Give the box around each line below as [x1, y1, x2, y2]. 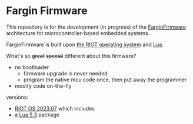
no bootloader [14, 63, 49, 71]
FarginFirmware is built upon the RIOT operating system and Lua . [6, 41, 164, 48]
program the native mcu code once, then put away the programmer [23, 76, 187, 83]
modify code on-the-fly [14, 82, 72, 89]
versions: [6, 94, 28, 101]
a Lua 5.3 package [14, 111, 60, 118]
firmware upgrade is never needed [23, 70, 108, 77]
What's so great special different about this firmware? [6, 52, 137, 59]
